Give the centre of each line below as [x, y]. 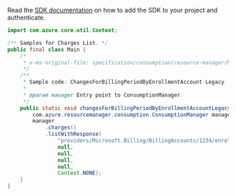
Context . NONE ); [79, 173]
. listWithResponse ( [73, 134]
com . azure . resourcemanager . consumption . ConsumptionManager [121, 115]
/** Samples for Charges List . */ [58, 43]
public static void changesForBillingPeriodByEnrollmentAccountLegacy [125, 108]
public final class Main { [47, 49]
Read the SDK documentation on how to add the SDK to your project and [112, 10]
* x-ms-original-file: [56, 62]
